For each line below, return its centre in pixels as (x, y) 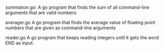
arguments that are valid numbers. (41, 13)
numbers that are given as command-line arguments (61, 28)
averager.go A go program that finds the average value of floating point (80, 22)
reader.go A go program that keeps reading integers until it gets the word (82, 38)
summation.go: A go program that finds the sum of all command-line (77, 7)
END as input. (20, 43)
